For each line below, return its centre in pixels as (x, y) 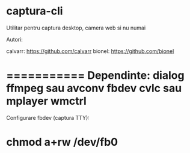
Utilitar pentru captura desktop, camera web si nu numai (76, 28)
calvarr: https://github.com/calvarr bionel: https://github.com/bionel (90, 51)
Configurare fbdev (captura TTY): (48, 117)
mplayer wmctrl (47, 101)
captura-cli (35, 11)
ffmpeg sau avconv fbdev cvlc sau (94, 88)
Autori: (14, 39)
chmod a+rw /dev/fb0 (62, 142)
